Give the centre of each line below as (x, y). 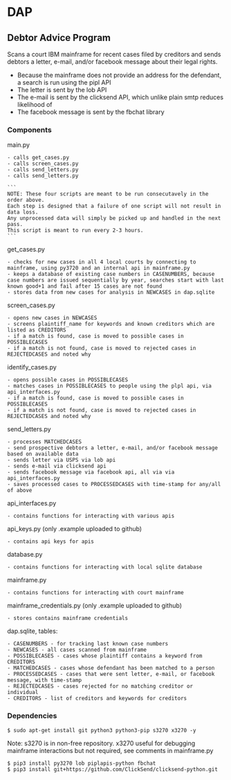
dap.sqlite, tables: (33, 631)
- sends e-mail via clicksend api (57, 466)
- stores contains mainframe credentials (68, 618)
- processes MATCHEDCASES (44, 442)
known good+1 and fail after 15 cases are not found (85, 286)
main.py (18, 145)
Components (29, 130)
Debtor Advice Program (59, 38)
